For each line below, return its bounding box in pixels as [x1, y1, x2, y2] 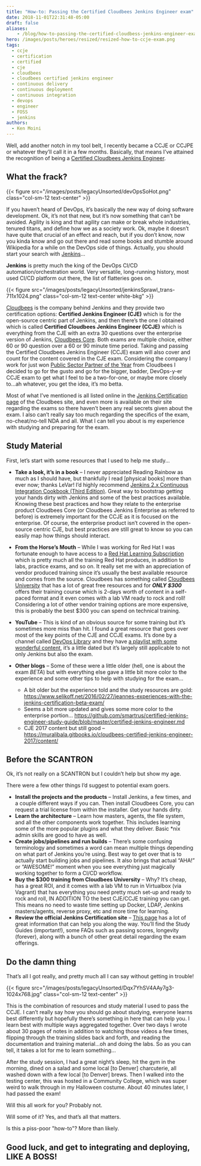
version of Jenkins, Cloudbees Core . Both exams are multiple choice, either [6, 335, 193, 343]
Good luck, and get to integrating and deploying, [6, 1142, 190, 1152]
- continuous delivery [11, 81, 68, 87]
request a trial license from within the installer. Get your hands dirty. [14, 806, 182, 813]
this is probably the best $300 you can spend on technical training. [14, 607, 181, 614]
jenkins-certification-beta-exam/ [23, 699, 105, 706]
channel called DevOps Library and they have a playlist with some [14, 637, 178, 645]
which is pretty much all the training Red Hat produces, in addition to [14, 556, 184, 563]
